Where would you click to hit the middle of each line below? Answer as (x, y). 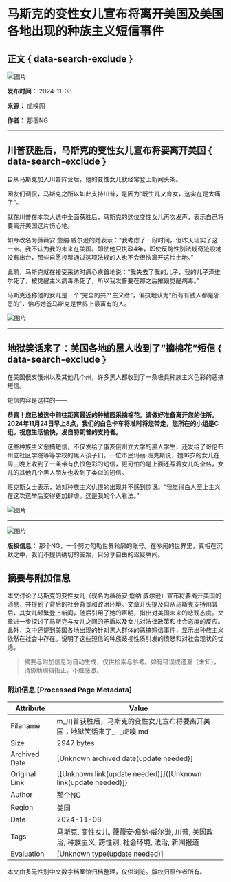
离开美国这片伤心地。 (43, 225)
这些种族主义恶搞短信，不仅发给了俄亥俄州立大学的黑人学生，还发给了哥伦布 (115, 446)
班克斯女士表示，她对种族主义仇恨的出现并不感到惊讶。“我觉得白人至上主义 (114, 487)
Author (22, 794)
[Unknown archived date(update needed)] (125, 758)
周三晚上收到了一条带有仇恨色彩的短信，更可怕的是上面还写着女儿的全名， (112, 464)
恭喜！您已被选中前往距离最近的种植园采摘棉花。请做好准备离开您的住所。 (112, 415)
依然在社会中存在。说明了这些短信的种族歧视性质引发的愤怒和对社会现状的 (112, 639)
